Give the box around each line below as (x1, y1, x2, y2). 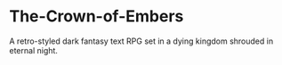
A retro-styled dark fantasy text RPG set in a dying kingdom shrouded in (9, 36, 274, 46)
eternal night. (9, 45, 58, 55)
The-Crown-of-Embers (9, 6, 184, 27)
